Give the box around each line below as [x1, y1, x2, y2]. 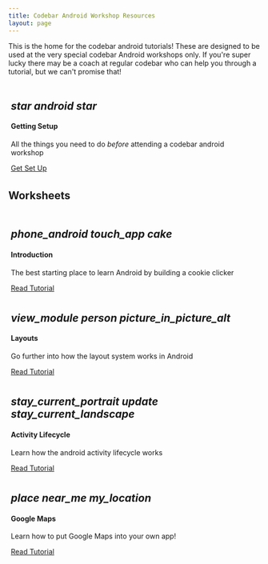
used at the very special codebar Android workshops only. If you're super [8, 50, 251, 59]
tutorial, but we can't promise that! [8, 66, 122, 76]
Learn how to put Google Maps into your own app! [10, 531, 177, 541]
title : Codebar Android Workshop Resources [8, 11, 156, 20]
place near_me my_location [10, 491, 152, 505]
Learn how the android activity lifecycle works [10, 447, 163, 457]
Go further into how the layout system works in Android [10, 351, 194, 361]
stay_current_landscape [10, 407, 135, 421]
